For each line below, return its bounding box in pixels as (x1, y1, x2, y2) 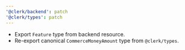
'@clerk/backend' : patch (5, 8, 68, 15)
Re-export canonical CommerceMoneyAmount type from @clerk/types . (14, 37, 179, 44)
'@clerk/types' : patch (5, 14, 63, 20)
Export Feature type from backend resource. (14, 30, 125, 37)
